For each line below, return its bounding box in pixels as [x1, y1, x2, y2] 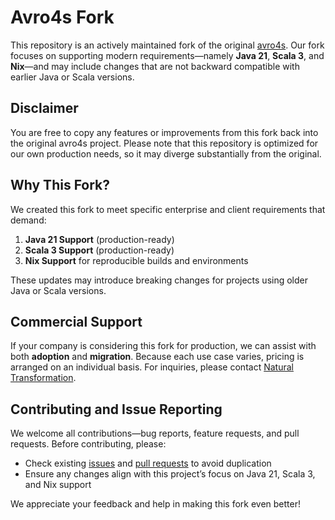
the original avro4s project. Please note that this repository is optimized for [10, 137, 319, 149]
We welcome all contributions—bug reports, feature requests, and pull [10, 427, 300, 440]
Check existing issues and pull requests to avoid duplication [24, 457, 272, 470]
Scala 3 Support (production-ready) [24, 244, 175, 256]
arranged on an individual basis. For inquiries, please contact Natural [10, 361, 294, 373]
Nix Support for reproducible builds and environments [24, 254, 249, 266]
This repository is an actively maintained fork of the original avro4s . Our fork [10, 39, 325, 51]
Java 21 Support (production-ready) [24, 233, 175, 245]
